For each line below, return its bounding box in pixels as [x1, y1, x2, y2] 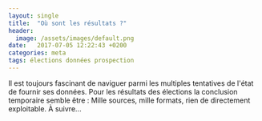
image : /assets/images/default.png [15, 34, 135, 42]
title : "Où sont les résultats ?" [8, 19, 127, 27]
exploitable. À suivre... [8, 103, 82, 113]
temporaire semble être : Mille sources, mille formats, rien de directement [8, 95, 251, 105]
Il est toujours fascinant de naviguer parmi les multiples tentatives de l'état [8, 78, 254, 88]
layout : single [8, 11, 59, 20]
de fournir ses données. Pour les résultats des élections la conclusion [8, 87, 238, 96]
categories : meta [8, 49, 67, 57]
